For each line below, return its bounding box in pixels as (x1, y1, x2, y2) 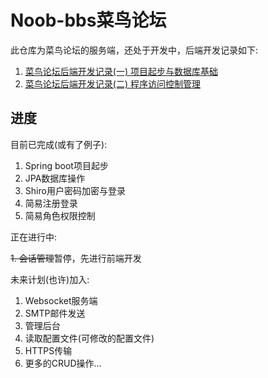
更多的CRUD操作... (24, 357, 102, 369)
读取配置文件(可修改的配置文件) (24, 332, 155, 344)
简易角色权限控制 (24, 209, 96, 221)
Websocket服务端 (24, 294, 98, 306)
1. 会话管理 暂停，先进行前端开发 (10, 252, 142, 264)
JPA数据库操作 (24, 172, 86, 184)
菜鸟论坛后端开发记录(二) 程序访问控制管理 (24, 77, 201, 90)
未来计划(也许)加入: (10, 273, 90, 285)
